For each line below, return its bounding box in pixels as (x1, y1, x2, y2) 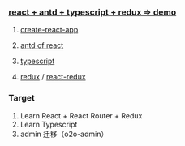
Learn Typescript (19, 119, 78, 129)
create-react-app (19, 25, 79, 35)
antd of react (19, 41, 64, 50)
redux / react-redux (19, 72, 87, 82)
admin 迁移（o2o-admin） (19, 129, 109, 139)
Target (8, 92, 35, 104)
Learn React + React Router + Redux (19, 110, 143, 120)
